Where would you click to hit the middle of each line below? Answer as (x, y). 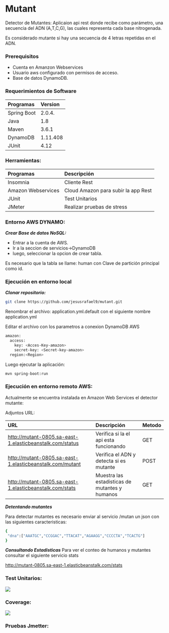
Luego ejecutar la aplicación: (35, 364)
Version (50, 104)
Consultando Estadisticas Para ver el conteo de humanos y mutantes (78, 550)
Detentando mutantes (29, 507)
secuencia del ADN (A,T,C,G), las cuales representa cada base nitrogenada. (83, 28)
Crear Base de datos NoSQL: (36, 233)
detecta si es (111, 461)
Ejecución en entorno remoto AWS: (49, 387)
